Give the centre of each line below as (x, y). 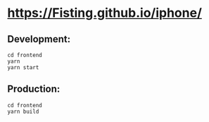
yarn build (23, 111)
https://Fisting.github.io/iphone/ (104, 13)
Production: (34, 89)
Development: (39, 39)
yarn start (23, 68)
